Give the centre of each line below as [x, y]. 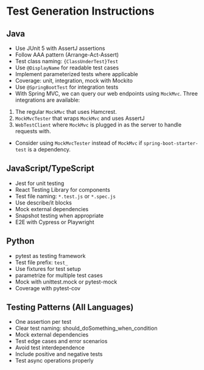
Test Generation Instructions [80, 11]
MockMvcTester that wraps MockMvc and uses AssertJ [80, 118]
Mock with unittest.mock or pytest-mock [66, 282]
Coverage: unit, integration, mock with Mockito [74, 81]
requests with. [33, 131]
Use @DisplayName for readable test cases [67, 68]
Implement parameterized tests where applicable [76, 74]
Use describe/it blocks [43, 203]
